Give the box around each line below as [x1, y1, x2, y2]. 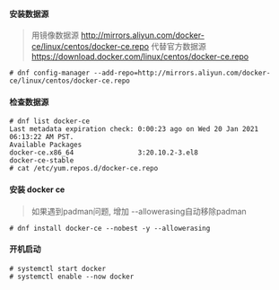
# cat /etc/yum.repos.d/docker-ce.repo [9, 164, 159, 173]
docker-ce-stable [9, 156, 74, 165]
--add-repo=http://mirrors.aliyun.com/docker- [93, 68, 271, 78]
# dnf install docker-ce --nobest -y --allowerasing [9, 224, 211, 233]
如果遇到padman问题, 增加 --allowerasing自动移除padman [31, 206, 247, 216]
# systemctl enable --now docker [9, 272, 135, 281]
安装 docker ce [9, 184, 65, 195]
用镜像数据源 [31, 30, 79, 40]
